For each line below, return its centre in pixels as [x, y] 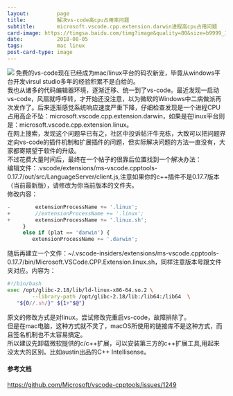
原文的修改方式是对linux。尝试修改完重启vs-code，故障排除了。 [99, 317]
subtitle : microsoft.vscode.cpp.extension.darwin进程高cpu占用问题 [112, 26]
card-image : [24, 33]
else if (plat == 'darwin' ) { [66, 233]
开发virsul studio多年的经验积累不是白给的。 [76, 81]
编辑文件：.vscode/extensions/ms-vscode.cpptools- [83, 168]
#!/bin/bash [24, 284]
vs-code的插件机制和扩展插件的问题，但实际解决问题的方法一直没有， [119, 142]
